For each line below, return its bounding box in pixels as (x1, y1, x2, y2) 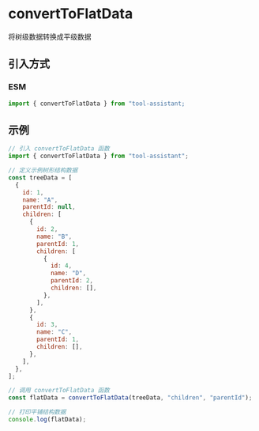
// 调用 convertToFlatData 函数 (8, 387, 111, 395)
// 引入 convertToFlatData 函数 (8, 145, 111, 153)
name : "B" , (36, 233, 73, 240)
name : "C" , (36, 328, 73, 336)
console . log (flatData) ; (8, 416, 87, 424)
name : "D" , (50, 270, 87, 278)
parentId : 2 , (50, 277, 93, 285)
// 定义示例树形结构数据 (8, 167, 78, 175)
